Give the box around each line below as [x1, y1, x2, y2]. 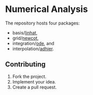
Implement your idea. [12, 78, 56, 84]
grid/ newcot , [12, 35, 39, 41]
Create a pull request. [12, 84, 57, 90]
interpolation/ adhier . [12, 45, 54, 51]
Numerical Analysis [5, 3, 88, 15]
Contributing [5, 60, 46, 68]
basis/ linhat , [12, 29, 38, 35]
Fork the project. [12, 73, 47, 79]
